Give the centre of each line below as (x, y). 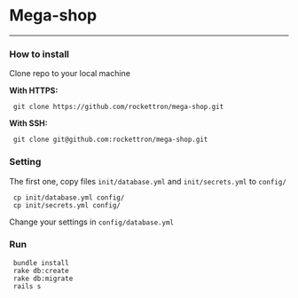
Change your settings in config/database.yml (92, 222)
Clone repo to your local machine (70, 74)
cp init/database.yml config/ (69, 197)
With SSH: (28, 123)
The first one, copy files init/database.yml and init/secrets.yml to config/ (148, 181)
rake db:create (41, 271)
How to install (39, 54)
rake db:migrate (43, 278)
